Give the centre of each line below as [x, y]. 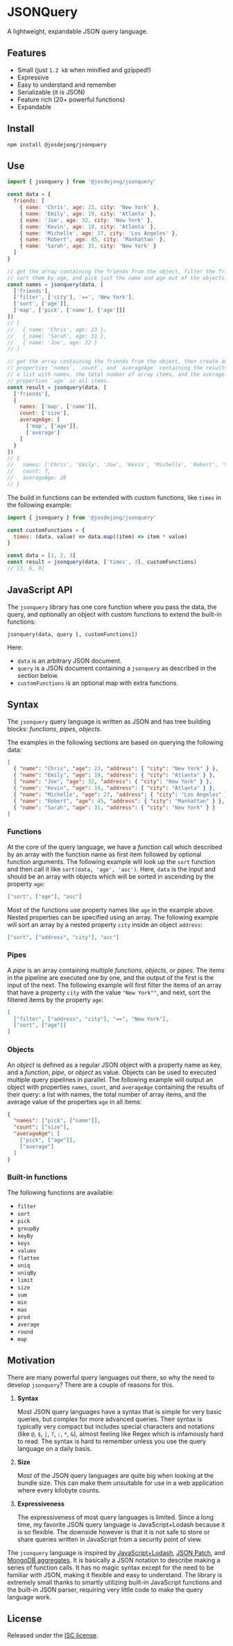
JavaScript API [40, 590]
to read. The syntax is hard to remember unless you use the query [112, 1441]
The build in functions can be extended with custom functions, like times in [114, 497]
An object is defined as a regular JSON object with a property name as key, [115, 1065]
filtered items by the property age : [55, 999]
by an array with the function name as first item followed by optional [104, 854]
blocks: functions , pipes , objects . [54, 729]
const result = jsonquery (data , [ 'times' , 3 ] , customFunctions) [102, 562]
